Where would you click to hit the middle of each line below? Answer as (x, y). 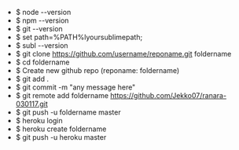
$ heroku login (39, 121)
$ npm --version (42, 20)
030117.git (32, 104)
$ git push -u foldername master (68, 112)
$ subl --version (42, 46)
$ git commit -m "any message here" (75, 87)
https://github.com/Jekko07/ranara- (168, 95)
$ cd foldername (42, 62)
